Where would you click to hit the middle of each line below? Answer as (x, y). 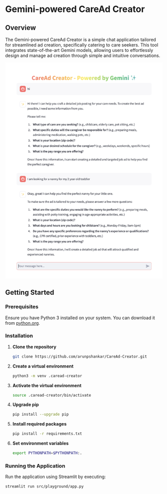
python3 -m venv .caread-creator (47, 376)
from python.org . (22, 323)
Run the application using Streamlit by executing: (55, 477)
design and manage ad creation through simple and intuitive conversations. (83, 55)
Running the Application (35, 466)
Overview (21, 28)
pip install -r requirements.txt (47, 434)
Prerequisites (22, 307)
